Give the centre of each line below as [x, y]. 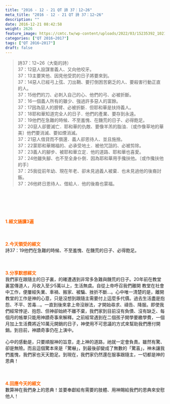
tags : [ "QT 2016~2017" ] [30, 43]
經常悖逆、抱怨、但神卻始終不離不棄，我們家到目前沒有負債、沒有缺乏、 [85, 311]
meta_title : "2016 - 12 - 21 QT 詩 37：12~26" [54, 15]
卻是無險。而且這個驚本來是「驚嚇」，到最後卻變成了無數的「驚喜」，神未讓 [83, 348]
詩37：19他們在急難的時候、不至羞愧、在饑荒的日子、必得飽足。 [72, 250]
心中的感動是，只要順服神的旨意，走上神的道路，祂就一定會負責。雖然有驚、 [85, 341]
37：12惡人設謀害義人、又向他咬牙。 [56, 69]
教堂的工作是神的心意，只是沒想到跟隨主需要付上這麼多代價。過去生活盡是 [83, 298]
